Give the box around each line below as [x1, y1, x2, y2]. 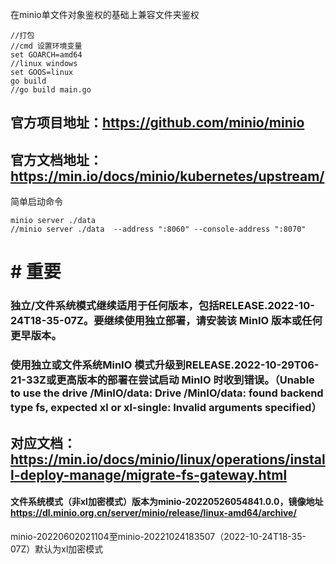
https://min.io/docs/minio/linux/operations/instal [10, 451, 326, 468]
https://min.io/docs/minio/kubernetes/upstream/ [10, 168, 325, 185]
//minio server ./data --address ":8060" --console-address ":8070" [10, 224, 307, 235]
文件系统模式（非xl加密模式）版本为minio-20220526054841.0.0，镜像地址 [10, 496, 324, 508]
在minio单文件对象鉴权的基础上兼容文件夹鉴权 [10, 9, 200, 20]
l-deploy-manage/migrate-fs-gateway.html [10, 466, 288, 483]
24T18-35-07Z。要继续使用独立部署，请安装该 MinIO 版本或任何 [10, 314, 323, 328]
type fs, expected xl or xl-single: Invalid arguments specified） [10, 401, 322, 415]
